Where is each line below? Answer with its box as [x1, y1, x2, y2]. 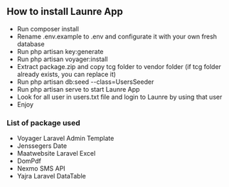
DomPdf [16, 156, 42, 166]
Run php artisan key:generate [16, 47, 104, 55]
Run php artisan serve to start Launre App [16, 85, 140, 93]
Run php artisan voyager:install [16, 55, 108, 63]
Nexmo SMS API [16, 164, 65, 173]
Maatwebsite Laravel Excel [16, 149, 96, 158]
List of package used [6, 117, 81, 127]
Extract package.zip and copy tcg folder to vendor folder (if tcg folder [16, 62, 222, 70]
